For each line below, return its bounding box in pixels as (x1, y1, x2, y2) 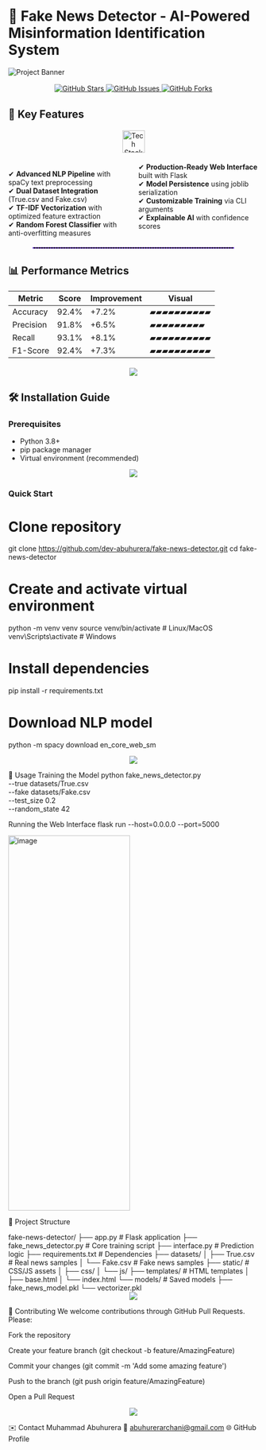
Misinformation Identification (8, 24, 206, 42)
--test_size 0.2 (8, 796, 56, 805)
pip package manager (19, 445, 92, 455)
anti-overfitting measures (8, 228, 91, 238)
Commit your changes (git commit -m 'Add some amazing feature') (8, 1361, 227, 1371)
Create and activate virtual (8, 580, 188, 599)
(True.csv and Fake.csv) (8, 195, 87, 204)
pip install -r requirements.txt (8, 686, 103, 696)
